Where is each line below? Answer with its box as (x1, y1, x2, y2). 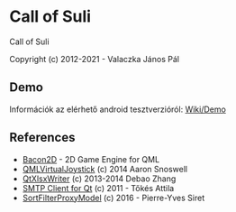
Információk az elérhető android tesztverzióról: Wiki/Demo (9, 104, 227, 115)
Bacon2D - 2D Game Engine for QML (22, 153, 160, 164)
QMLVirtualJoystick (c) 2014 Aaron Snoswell (22, 163, 187, 174)
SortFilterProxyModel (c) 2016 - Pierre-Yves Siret (22, 192, 205, 203)
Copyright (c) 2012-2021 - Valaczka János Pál (9, 53, 180, 64)
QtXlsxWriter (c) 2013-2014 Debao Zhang (22, 173, 177, 184)
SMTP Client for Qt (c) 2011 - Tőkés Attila (22, 182, 175, 193)
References (9, 130, 76, 145)
